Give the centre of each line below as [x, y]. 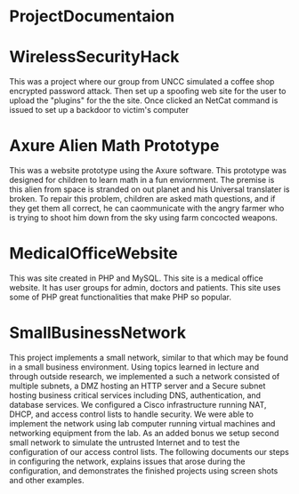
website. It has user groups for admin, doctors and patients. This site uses [145, 287]
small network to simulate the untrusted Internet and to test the [125, 442]
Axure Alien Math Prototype [114, 146]
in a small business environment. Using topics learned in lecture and [134, 367]
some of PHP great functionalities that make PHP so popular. [120, 297]
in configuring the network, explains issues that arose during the [127, 461]
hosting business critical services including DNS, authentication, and [135, 395]
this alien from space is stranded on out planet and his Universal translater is [149, 189]
